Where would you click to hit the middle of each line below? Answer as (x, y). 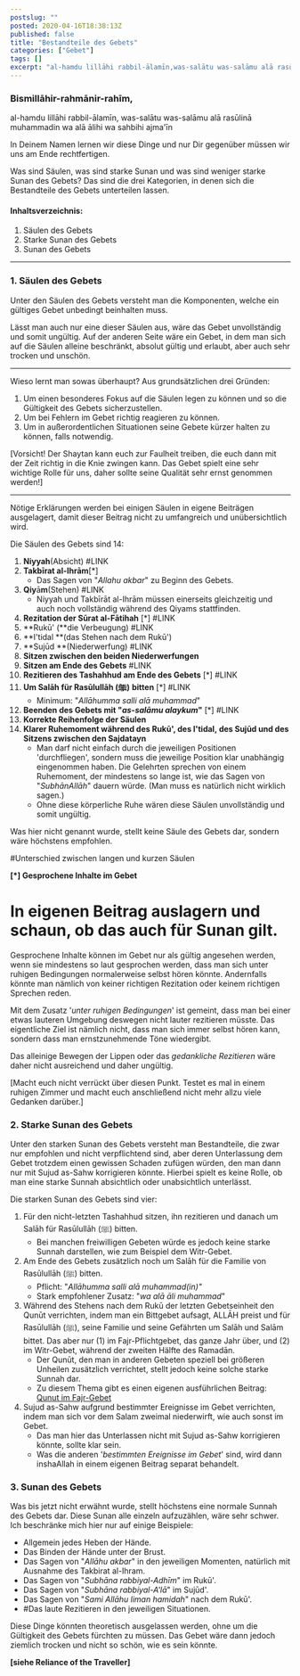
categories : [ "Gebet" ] (52, 51)
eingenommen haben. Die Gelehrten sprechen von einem (141, 767)
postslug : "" (34, 17)
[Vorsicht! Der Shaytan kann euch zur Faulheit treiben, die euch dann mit (143, 453)
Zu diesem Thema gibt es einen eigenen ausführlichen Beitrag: (151, 1388)
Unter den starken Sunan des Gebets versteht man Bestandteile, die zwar (145, 1144)
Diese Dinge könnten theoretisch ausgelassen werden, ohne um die (134, 1626)
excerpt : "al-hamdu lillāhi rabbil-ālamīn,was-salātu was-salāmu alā (142, 68)
